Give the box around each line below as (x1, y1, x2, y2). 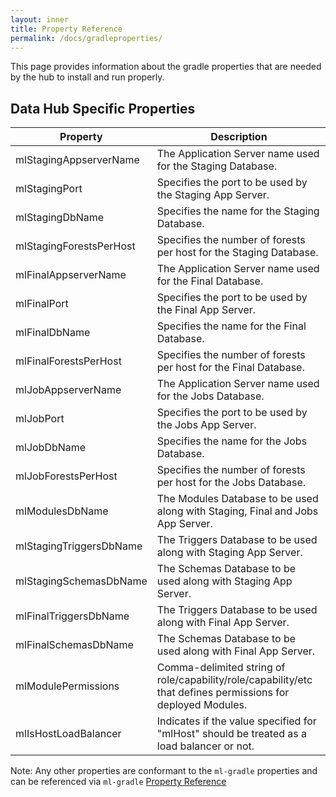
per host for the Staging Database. (156, 246, 319, 260)
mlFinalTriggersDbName (15, 609, 130, 623)
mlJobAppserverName (15, 383, 122, 397)
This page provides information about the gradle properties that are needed (10, 61, 322, 73)
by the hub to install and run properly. (10, 71, 165, 83)
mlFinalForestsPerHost (15, 354, 122, 368)
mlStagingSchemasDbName (15, 574, 148, 588)
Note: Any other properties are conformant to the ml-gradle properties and (10, 765, 318, 777)
